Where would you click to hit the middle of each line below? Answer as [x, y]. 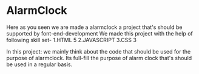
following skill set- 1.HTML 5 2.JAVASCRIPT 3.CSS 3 [71, 40]
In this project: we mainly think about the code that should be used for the [99, 51]
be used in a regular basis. [39, 64]
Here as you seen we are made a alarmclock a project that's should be [94, 27]
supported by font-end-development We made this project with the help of [99, 33]
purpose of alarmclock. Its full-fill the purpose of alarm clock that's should [99, 58]
